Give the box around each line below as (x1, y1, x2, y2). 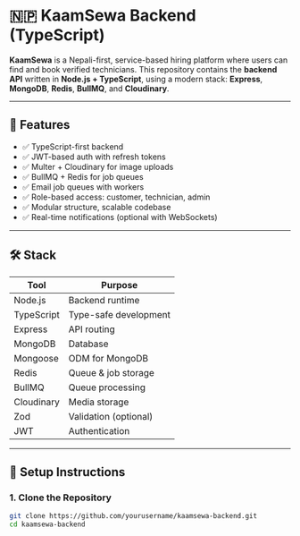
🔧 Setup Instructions (9, 464, 126, 480)
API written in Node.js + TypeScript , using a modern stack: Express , (9, 73, 263, 84)
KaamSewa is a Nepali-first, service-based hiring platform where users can (9, 55, 288, 65)
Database (68, 337, 109, 350)
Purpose (101, 278, 138, 291)
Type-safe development (68, 308, 171, 320)
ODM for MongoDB (68, 352, 149, 364)
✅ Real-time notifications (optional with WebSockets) (21, 211, 218, 222)
